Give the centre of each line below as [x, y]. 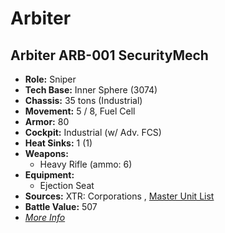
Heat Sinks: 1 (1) [58, 143]
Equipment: [49, 175]
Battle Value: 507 [61, 206]
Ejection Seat [67, 185]
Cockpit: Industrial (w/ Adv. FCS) [93, 132]
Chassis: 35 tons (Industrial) [83, 100]
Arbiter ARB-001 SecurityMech [109, 55]
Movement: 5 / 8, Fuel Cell [80, 111]
